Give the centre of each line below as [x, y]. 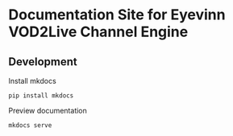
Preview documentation [48, 111]
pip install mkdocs [41, 96]
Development [43, 62]
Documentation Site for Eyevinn [117, 15]
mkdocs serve [30, 126]
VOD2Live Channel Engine [98, 32]
